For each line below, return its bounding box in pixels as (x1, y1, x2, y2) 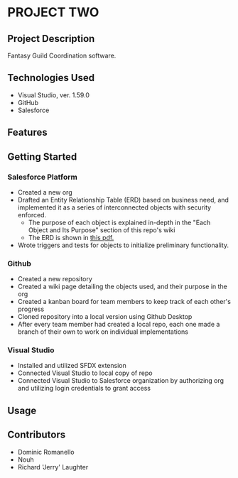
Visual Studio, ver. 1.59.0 (17, 90, 90, 99)
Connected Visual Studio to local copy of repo (17, 369, 153, 377)
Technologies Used (7, 72, 94, 84)
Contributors (7, 429, 66, 441)
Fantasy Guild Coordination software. (7, 51, 117, 60)
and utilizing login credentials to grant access (17, 384, 151, 393)
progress (17, 305, 45, 313)
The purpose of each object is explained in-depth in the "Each (28, 218, 211, 227)
